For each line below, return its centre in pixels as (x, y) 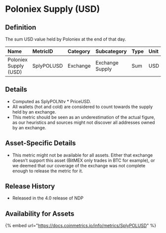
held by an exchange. (34, 112)
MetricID (43, 51)
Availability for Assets (40, 214)
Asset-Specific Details (41, 143)
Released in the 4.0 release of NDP (48, 198)
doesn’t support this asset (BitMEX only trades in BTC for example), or (83, 160)
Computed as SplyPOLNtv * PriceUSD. (52, 101)
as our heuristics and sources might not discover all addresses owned (83, 122)
